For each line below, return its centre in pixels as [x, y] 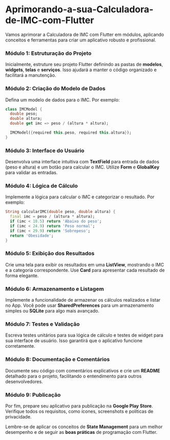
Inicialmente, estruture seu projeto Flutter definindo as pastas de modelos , [84, 65]
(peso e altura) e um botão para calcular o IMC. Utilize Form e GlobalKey [82, 167]
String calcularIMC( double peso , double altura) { [60, 212]
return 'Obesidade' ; [32, 236]
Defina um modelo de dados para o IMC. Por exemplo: [62, 100]
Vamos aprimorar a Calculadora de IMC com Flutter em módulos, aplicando [85, 34]
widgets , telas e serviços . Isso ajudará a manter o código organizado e [81, 70]
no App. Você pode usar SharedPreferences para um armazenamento [80, 305]
